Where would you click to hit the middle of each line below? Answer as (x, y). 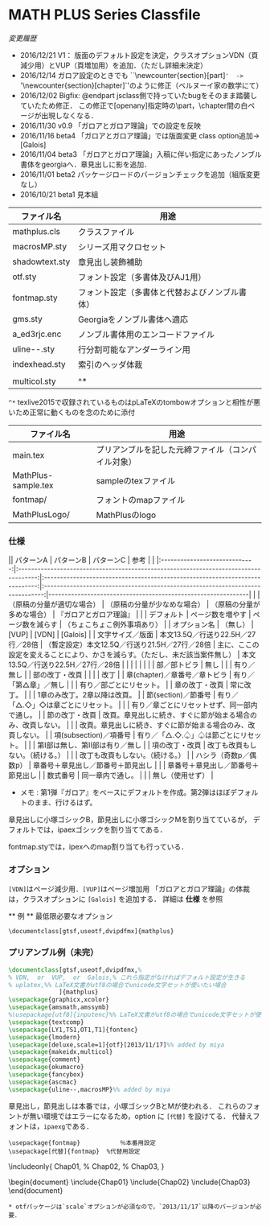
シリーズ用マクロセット (122, 247)
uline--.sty (34, 349)
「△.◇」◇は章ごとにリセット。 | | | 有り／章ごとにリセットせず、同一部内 (133, 705)
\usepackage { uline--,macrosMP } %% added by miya (90, 1089)
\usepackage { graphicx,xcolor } (59, 1000)
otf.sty (25, 277)
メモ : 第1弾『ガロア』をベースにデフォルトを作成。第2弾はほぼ (125, 792)
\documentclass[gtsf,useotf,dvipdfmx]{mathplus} (91, 931)
